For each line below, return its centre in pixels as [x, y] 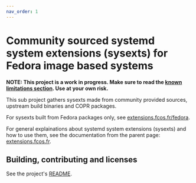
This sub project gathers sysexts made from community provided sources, [97, 99]
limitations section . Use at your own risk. [57, 88]
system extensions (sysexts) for [87, 53]
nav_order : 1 [22, 11]
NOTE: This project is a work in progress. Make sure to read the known [94, 82]
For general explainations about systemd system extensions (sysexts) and [96, 129]
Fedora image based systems [80, 66]
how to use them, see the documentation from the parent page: [83, 135]
